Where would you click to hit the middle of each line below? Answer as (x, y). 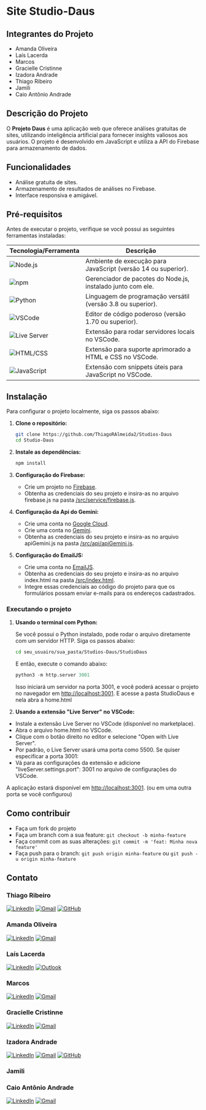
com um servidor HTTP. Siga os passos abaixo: (75, 641)
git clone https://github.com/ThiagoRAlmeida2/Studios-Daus (93, 435)
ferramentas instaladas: (36, 236)
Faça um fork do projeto (46, 828)
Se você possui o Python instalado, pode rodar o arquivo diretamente (103, 634)
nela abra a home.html (44, 700)
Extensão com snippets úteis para (134, 367)
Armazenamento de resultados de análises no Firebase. (86, 188)
